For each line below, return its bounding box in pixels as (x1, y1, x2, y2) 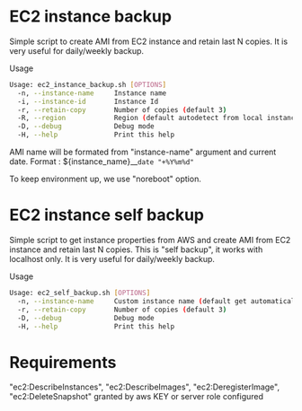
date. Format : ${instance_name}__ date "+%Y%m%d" (9, 156, 195, 167)
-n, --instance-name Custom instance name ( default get (17, 296, 247, 306)
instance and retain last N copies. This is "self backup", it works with (9, 244, 263, 255)
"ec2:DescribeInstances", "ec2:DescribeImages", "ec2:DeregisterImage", (9, 381, 280, 392)
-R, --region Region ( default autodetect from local (17, 114, 263, 123)
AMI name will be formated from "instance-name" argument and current (9, 146, 277, 158)
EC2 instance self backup (9, 205, 205, 225)
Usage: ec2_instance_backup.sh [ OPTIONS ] (9, 80, 167, 89)
